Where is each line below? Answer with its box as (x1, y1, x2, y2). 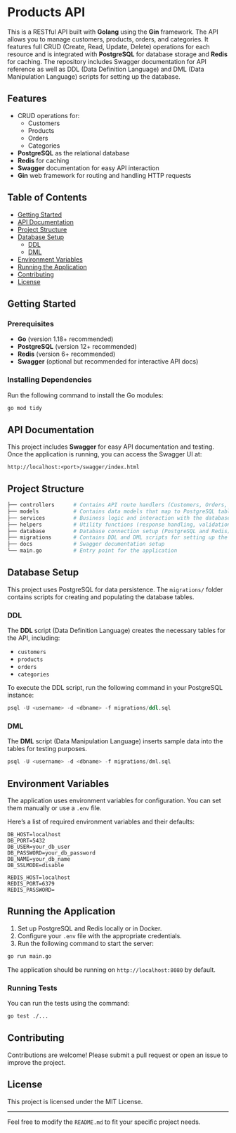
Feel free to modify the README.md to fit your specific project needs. (7, 1118, 201, 1126)
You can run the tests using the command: (7, 999, 130, 1007)
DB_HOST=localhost (7, 831, 61, 838)
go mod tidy (7, 404, 42, 411)
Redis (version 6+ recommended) (17, 350, 116, 359)
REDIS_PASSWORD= (7, 887, 55, 894)
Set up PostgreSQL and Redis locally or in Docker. (17, 924, 162, 933)
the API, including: (7, 634, 60, 642)
